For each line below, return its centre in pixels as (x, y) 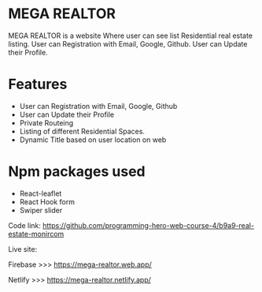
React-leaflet (41, 193)
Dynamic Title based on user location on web (93, 140)
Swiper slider (41, 210)
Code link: (25, 225)
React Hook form (47, 201)
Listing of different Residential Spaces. (82, 131)
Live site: (23, 249)
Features (38, 84)
